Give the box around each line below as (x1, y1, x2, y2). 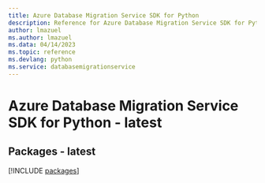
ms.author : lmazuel (8, 33, 73, 42)
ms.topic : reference (8, 48, 77, 56)
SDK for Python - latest (8, 114, 162, 131)
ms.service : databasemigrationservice (8, 63, 136, 71)
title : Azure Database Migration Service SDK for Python (8, 11, 200, 20)
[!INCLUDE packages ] (8, 166, 80, 175)
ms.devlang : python (8, 56, 73, 64)
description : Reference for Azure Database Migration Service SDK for (8, 19, 245, 27)
